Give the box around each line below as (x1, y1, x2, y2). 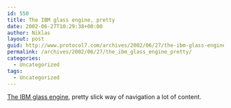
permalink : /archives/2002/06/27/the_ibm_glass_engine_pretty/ (7, 49, 192, 56)
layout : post (7, 36, 45, 43)
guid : (7, 42, 23, 49)
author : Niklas (7, 29, 51, 36)
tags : (7, 67, 23, 74)
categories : (7, 55, 41, 62)
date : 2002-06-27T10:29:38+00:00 (7, 23, 103, 30)
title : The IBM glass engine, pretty (7, 17, 115, 23)
